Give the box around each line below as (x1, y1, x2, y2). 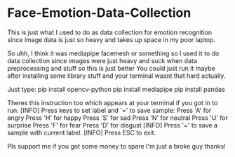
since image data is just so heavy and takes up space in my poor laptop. (7, 35, 216, 43)
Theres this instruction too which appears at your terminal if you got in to (7, 98, 218, 107)
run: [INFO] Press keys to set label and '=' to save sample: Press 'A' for (7, 106, 212, 114)
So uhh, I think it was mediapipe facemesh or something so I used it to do (7, 49, 220, 57)
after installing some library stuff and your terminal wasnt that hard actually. (7, 71, 226, 80)
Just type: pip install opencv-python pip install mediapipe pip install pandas (7, 85, 226, 93)
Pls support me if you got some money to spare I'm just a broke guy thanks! (7, 142, 226, 150)
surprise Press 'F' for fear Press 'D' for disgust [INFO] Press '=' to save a (7, 121, 218, 129)
